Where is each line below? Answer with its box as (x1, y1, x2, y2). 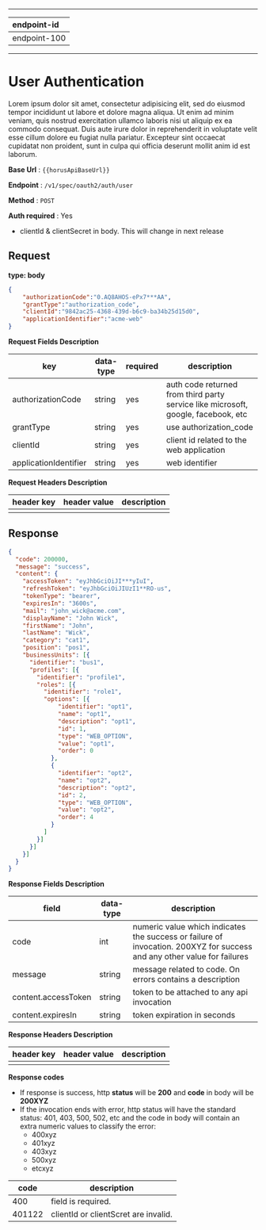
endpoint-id (12, 19, 59, 30)
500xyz (31, 1155, 57, 1165)
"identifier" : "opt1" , (58, 703, 133, 711)
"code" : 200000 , (15, 555, 69, 563)
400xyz (31, 1130, 57, 1140)
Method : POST (8, 195, 55, 205)
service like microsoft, (165, 399, 248, 409)
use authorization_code (165, 422, 253, 432)
